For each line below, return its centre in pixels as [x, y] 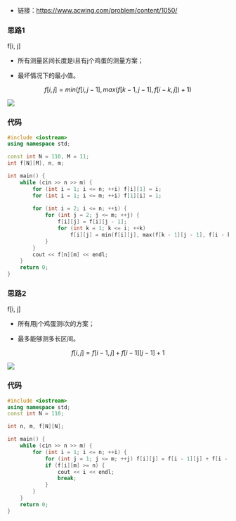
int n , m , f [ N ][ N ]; [36, 427]
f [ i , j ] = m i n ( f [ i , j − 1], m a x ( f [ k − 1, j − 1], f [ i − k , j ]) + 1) [118, 89]
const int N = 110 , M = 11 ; [48, 157]
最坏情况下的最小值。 [48, 75]
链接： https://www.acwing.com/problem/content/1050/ [97, 10]
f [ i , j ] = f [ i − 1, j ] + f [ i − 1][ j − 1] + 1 [118, 353]
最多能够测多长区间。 [48, 339]
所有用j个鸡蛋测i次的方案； [56, 324]
